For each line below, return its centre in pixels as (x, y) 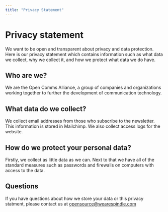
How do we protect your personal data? (68, 148)
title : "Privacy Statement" (35, 10)
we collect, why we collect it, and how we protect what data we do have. (80, 60)
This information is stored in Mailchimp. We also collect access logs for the (83, 126)
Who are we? (26, 75)
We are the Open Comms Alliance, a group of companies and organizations (83, 88)
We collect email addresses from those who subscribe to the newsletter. (80, 121)
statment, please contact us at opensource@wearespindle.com (71, 204)
